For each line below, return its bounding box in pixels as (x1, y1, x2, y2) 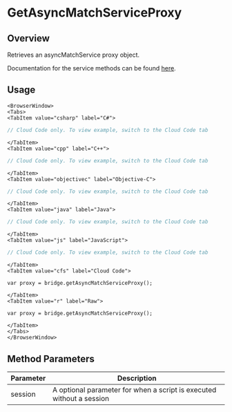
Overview (7, 32, 50, 44)
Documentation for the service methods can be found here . (7, 64, 176, 72)
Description (117, 373, 157, 383)
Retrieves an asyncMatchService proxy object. (7, 50, 140, 59)
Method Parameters (7, 353, 95, 364)
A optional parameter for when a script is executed (52, 385, 217, 395)
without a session (52, 394, 110, 403)
